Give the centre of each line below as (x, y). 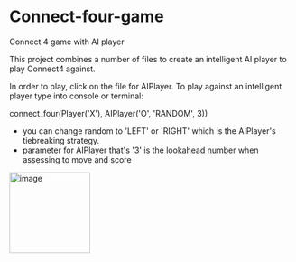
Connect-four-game (87, 17)
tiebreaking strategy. (61, 140)
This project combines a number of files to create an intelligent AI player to (148, 59)
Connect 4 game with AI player (67, 42)
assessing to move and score (77, 159)
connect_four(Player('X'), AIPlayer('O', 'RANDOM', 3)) (109, 113)
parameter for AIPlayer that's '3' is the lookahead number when (140, 150)
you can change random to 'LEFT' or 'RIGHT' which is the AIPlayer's (149, 131)
